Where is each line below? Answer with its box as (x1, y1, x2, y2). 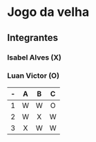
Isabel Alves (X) (7, 53, 62, 62)
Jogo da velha (7, 4, 90, 20)
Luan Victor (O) (7, 71, 60, 80)
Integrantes (7, 32, 59, 44)
